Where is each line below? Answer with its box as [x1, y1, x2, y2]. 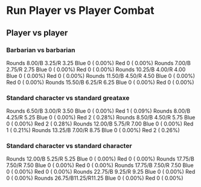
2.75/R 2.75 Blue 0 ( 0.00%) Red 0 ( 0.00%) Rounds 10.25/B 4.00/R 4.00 [6, 66, 186, 73]
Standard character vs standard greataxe [6, 93, 130, 102]
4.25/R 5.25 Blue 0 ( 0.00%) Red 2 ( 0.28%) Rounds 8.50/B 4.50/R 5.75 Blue [6, 114, 196, 121]
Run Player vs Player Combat [6, 4, 155, 17]
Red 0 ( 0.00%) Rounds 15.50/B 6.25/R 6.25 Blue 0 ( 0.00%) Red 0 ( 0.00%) [6, 78, 194, 86]
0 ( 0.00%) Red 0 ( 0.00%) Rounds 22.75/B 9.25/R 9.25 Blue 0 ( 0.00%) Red [6, 168, 196, 176]
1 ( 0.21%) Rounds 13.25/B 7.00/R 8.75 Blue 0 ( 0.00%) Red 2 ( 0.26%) [6, 127, 180, 134]
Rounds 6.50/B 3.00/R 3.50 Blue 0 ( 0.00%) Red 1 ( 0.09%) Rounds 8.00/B [6, 107, 191, 115]
